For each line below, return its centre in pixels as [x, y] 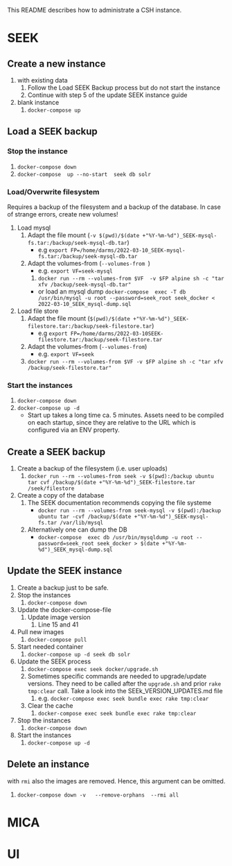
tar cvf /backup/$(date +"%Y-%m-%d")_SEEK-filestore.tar [111, 483]
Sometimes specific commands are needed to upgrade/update [117, 676]
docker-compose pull [57, 640]
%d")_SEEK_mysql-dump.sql [75, 550]
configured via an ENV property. [73, 430]
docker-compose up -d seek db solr [79, 654]
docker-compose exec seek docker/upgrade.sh [93, 669]
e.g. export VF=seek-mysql [75, 271]
